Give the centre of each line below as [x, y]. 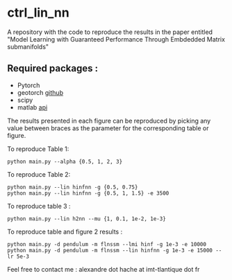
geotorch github [40, 92]
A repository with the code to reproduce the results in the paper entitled [110, 32]
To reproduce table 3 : [39, 206]
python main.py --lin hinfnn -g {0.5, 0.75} [73, 187]
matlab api [32, 107]
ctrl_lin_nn [38, 13]
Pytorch [28, 85]
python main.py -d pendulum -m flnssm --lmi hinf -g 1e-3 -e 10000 [107, 244]
